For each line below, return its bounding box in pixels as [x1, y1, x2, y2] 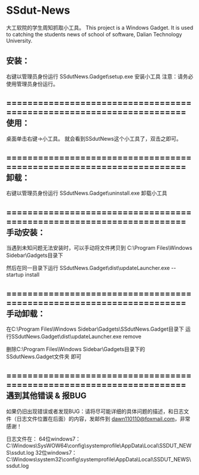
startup [6, 271, 24, 278]
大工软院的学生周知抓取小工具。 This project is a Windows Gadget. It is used [6, 24, 194, 31]
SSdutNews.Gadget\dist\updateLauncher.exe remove [11, 333, 141, 340]
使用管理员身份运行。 [6, 80, 58, 87]
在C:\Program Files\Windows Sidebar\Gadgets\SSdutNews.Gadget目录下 [6, 325, 184, 333]
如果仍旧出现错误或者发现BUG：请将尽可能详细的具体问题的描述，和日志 [6, 408, 184, 415]
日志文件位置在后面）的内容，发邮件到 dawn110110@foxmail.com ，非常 [16, 415, 191, 422]
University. [6, 37, 33, 44]
